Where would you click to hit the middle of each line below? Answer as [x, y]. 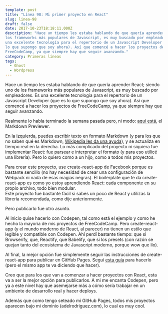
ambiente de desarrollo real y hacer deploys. [51, 291]
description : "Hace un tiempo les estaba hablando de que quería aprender [85, 33]
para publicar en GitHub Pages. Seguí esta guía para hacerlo [89, 260]
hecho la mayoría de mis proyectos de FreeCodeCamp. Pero [67, 224]
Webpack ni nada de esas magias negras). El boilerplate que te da [73, 178]
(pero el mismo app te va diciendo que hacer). [53, 265]
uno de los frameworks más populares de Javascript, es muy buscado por [82, 90]
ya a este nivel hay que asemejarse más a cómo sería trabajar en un [75, 285]
